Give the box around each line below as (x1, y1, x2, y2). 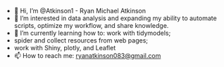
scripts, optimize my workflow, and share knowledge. (13, 22, 169, 29)
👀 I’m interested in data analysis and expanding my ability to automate (13, 14, 217, 22)
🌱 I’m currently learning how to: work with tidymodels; (13, 29, 171, 37)
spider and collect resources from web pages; (13, 36, 148, 45)
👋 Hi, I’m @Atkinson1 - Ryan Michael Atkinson (13, 7, 147, 15)
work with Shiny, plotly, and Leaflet (13, 44, 116, 52)
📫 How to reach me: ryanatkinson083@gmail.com (13, 52, 161, 59)
